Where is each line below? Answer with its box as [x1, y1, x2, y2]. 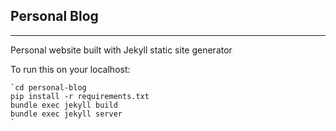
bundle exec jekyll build [10, 100, 118, 110]
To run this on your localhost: [10, 63, 131, 75]
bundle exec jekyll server [10, 109, 123, 119]
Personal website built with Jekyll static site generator [10, 44, 233, 56]
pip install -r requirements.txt [10, 91, 150, 101]
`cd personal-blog [10, 82, 87, 93]
